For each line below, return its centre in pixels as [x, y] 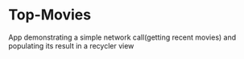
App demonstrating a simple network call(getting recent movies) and [122, 37]
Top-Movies [50, 15]
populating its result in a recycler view [71, 45]
